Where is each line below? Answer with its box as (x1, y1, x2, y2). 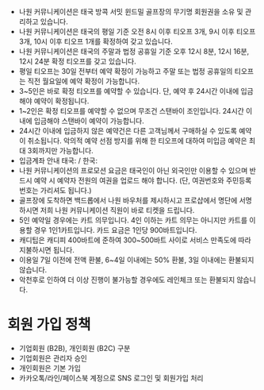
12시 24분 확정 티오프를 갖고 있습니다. (18, 56, 136, 66)
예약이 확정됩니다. (33, 96, 90, 106)
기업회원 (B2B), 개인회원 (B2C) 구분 (18, 343, 131, 353)
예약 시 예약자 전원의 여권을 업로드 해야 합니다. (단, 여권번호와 (33, 176, 224, 185)
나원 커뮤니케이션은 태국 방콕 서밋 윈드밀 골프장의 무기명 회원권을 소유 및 (18, 7, 243, 16)
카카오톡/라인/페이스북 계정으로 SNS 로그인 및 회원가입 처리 (18, 373, 204, 383)
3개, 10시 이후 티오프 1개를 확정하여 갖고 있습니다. (18, 37, 174, 46)
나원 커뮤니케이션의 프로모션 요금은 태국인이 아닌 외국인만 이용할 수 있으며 (18, 166, 248, 175)
